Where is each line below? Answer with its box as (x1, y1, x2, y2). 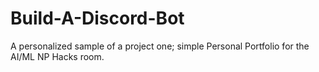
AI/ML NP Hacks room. (10, 50, 105, 62)
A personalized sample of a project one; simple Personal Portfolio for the (10, 40, 310, 52)
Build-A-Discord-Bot (10, 7, 185, 30)
